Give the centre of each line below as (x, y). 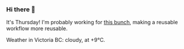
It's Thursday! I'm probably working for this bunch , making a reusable (92, 22)
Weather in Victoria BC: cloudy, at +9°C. (56, 40)
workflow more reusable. (37, 28)
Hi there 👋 (21, 9)
